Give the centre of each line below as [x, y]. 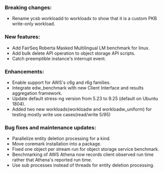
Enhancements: [24, 71]
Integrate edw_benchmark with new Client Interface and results [78, 88]
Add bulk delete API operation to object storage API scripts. [74, 53]
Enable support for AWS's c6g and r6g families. [61, 82]
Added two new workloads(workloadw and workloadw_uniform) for [82, 109]
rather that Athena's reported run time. [52, 160]
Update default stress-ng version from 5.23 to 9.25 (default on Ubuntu [85, 98]
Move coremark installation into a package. [57, 144]
